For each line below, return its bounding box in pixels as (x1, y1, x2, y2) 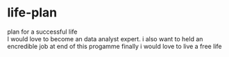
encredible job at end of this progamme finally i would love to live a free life (7, 42, 222, 50)
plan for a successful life (7, 27, 78, 36)
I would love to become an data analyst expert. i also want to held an (7, 34, 203, 43)
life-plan (7, 5, 58, 21)
